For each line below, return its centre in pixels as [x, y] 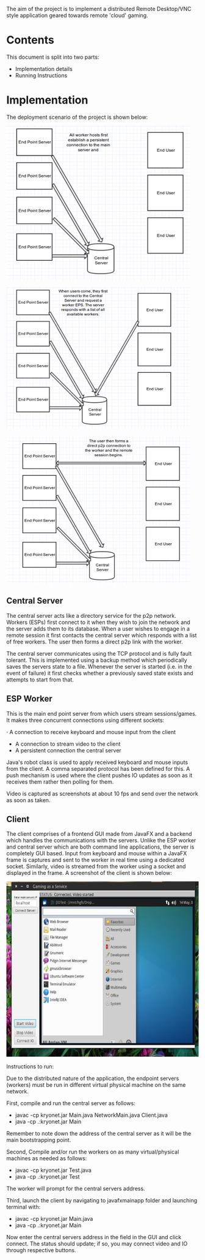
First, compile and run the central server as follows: [71, 1103]
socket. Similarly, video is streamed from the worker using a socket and [96, 866]
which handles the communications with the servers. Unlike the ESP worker [101, 841]
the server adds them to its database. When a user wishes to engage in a [98, 628]
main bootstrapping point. [39, 1140]
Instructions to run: [30, 1067]
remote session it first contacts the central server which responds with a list [102, 635]
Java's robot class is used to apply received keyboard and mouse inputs [97, 762]
